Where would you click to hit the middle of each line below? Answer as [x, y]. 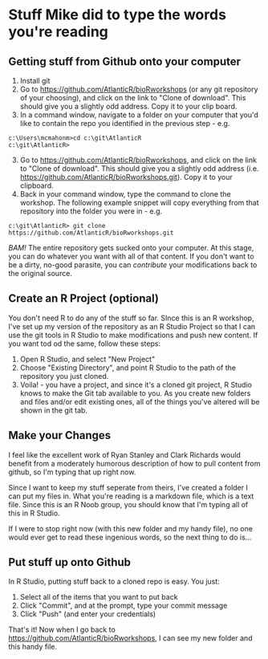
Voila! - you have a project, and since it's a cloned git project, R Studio [136, 384]
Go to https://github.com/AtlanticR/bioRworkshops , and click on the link [138, 160]
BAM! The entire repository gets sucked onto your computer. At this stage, [131, 248]
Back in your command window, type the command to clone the [125, 194]
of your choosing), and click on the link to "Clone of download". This [133, 98]
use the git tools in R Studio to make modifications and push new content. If [133, 335]
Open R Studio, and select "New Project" [87, 359]
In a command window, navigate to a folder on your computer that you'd [139, 115]
